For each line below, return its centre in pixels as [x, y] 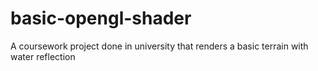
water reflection [43, 56]
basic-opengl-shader [101, 18]
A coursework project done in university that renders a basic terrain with [159, 46]
